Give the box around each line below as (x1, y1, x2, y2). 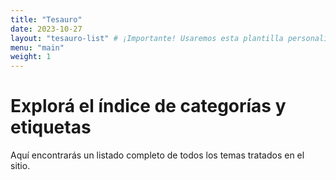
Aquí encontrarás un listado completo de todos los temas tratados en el (10, 149, 305, 161)
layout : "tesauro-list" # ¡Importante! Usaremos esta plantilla (10, 33, 284, 43)
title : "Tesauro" (10, 14, 83, 25)
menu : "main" (10, 42, 65, 53)
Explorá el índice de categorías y (10, 95, 287, 118)
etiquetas (10, 116, 92, 139)
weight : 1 (10, 52, 52, 62)
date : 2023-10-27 (10, 24, 83, 34)
